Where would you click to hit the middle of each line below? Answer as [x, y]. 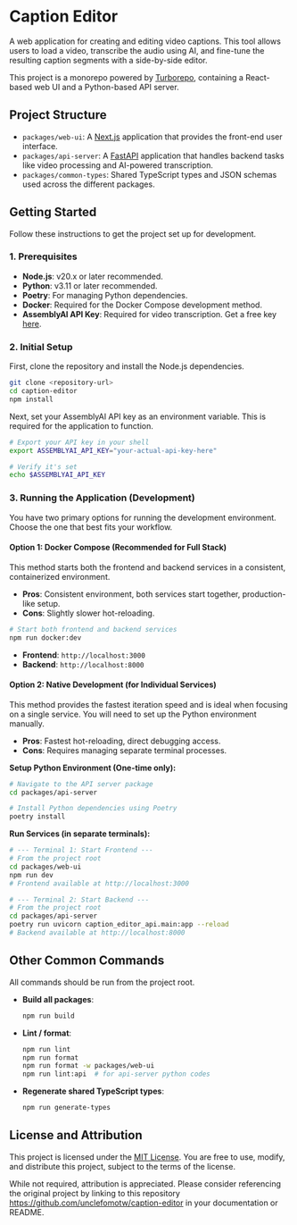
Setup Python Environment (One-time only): [93, 768]
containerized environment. [60, 576]
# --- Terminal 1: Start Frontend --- [81, 851]
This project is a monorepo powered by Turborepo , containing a [126, 77]
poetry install [37, 817]
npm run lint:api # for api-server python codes [116, 1074]
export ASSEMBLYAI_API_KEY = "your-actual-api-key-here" [113, 450]
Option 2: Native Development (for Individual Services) [113, 684]
